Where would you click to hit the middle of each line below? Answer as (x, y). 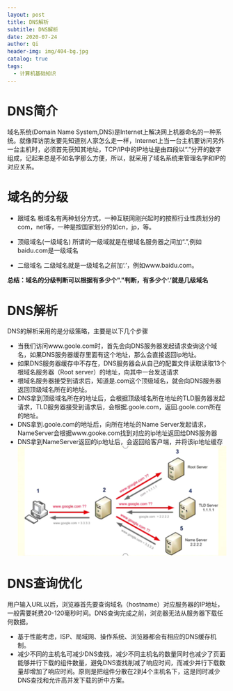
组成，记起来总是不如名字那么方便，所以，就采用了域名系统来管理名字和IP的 (116, 158)
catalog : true (28, 59)
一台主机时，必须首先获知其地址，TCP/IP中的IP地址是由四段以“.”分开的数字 (114, 149)
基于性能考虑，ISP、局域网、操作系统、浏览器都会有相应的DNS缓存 (114, 637)
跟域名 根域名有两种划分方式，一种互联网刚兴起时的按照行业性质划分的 (119, 218)
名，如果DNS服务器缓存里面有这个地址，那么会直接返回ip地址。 (109, 355)
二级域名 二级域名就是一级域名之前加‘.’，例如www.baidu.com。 (107, 265)
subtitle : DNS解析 (33, 29)
